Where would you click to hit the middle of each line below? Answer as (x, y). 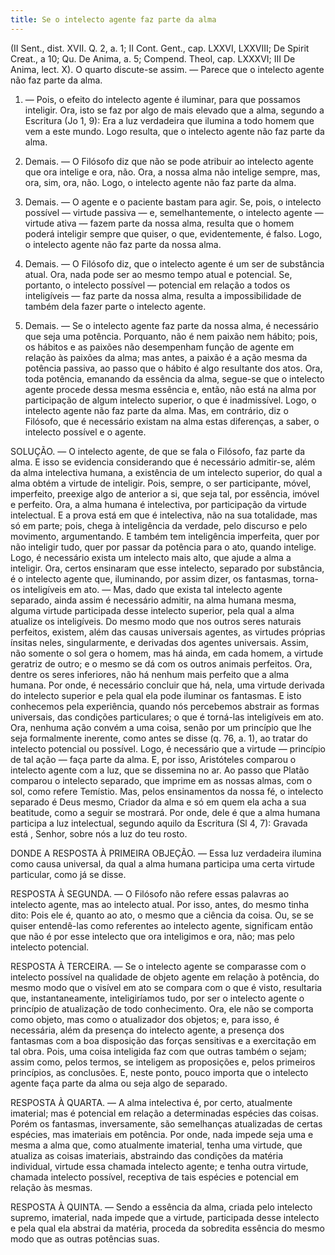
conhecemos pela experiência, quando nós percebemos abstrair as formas (165, 706)
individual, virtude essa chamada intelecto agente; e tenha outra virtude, (159, 1166)
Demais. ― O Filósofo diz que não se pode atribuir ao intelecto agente (169, 161)
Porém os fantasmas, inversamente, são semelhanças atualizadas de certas (166, 1123)
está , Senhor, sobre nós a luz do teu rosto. (99, 833)
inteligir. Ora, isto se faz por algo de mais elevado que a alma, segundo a (174, 110)
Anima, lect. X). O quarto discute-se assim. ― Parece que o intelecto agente (167, 69)
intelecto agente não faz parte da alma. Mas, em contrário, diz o (156, 410)
